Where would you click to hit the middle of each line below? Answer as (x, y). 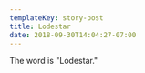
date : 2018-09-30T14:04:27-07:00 (73, 35)
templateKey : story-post (57, 18)
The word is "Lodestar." (54, 61)
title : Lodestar (40, 26)
